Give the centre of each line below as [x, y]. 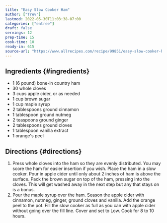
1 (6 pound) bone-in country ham [46, 83]
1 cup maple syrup [31, 104]
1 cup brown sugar [31, 99]
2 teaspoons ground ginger [40, 120]
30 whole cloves [29, 88]
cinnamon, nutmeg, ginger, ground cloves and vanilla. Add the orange [84, 200]
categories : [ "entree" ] [30, 24]
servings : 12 [19, 33]
